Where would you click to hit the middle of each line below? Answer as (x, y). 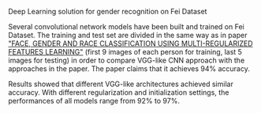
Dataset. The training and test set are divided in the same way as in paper (128, 35)
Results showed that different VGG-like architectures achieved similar (121, 84)
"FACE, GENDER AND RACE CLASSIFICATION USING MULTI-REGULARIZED (131, 43)
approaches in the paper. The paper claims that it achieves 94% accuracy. (129, 69)
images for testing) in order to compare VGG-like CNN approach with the (127, 60)
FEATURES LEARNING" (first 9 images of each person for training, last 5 (125, 52)
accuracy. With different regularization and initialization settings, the (119, 92)
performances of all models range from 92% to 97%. (94, 101)
